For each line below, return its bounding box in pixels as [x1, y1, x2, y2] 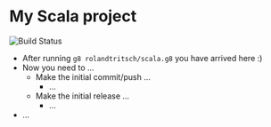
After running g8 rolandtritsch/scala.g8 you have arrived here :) [21, 52, 263, 63]
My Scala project [9, 6, 137, 27]
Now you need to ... [21, 62, 95, 73]
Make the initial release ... [35, 91, 130, 101]
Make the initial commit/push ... [35, 71, 152, 82]
